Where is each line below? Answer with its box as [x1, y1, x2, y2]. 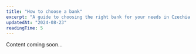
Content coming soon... [6, 41, 63, 48]
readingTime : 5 [6, 25, 43, 31]
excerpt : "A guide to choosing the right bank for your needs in [6, 14, 169, 20]
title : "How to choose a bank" [6, 8, 83, 15]
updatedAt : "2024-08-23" [6, 19, 67, 25]
